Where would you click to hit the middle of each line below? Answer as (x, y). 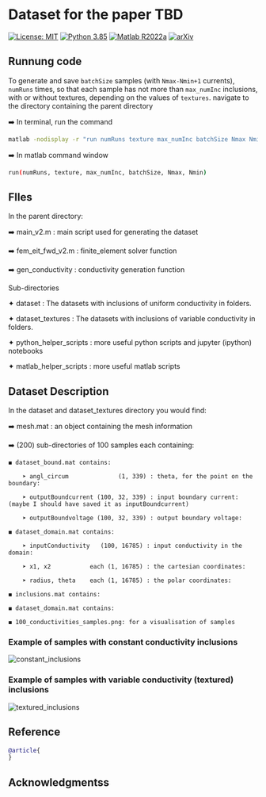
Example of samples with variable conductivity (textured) (121, 680)
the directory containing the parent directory (81, 105)
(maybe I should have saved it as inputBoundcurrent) (99, 504)
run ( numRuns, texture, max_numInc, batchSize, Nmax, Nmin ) (108, 172)
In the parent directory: (46, 216)
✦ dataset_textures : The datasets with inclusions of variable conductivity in (132, 319)
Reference (34, 732)
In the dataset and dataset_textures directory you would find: (108, 411)
